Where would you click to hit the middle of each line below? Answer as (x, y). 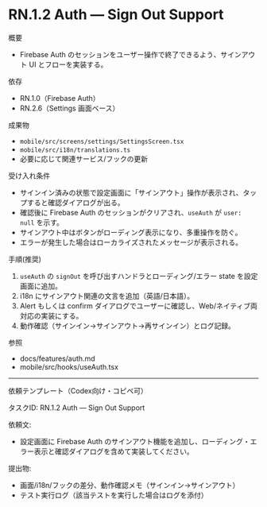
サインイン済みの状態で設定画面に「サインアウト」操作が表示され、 (131, 192)
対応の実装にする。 (51, 315)
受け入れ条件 (29, 176)
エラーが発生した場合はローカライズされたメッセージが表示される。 (131, 242)
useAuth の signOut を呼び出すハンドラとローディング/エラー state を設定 (139, 276)
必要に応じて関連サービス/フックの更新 (84, 159)
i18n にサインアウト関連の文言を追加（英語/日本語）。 (107, 296)
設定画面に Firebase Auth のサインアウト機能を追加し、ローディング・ (135, 441)
